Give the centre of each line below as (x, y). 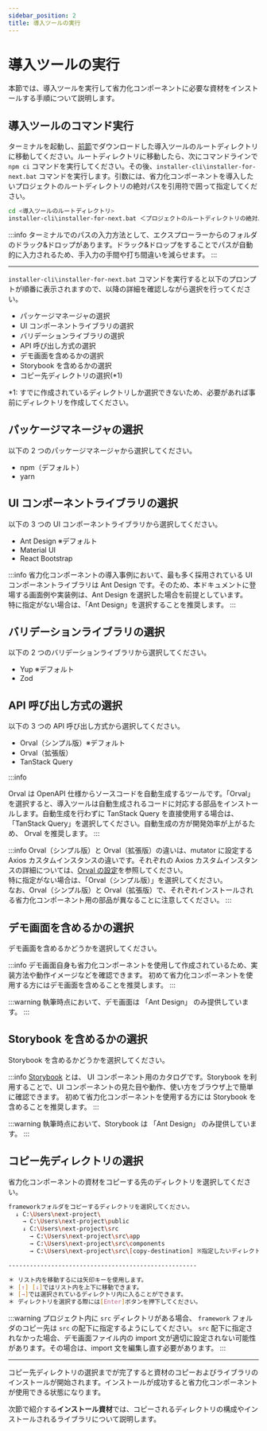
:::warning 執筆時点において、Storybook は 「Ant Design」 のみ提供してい (129, 1123)
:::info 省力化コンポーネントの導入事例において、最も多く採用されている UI (130, 574)
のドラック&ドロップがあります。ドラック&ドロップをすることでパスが (124, 245)
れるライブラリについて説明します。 (102, 1419)
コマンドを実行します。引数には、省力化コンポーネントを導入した (146, 177)
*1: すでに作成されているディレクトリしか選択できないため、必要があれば (128, 392)
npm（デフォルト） (51, 467)
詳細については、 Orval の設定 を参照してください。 (104, 870)
